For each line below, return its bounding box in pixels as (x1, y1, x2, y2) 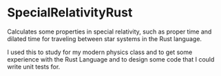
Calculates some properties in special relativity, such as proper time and (7, 27, 212, 36)
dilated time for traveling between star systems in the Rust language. (7, 34, 202, 42)
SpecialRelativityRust (7, 5, 133, 21)
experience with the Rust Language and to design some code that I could (7, 55, 215, 63)
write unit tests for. (7, 62, 61, 71)
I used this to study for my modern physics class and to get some (7, 48, 193, 56)
